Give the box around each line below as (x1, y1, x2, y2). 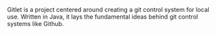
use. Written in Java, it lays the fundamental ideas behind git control (7, 13, 199, 21)
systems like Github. (7, 20, 64, 27)
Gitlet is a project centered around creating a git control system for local (7, 6, 210, 13)
